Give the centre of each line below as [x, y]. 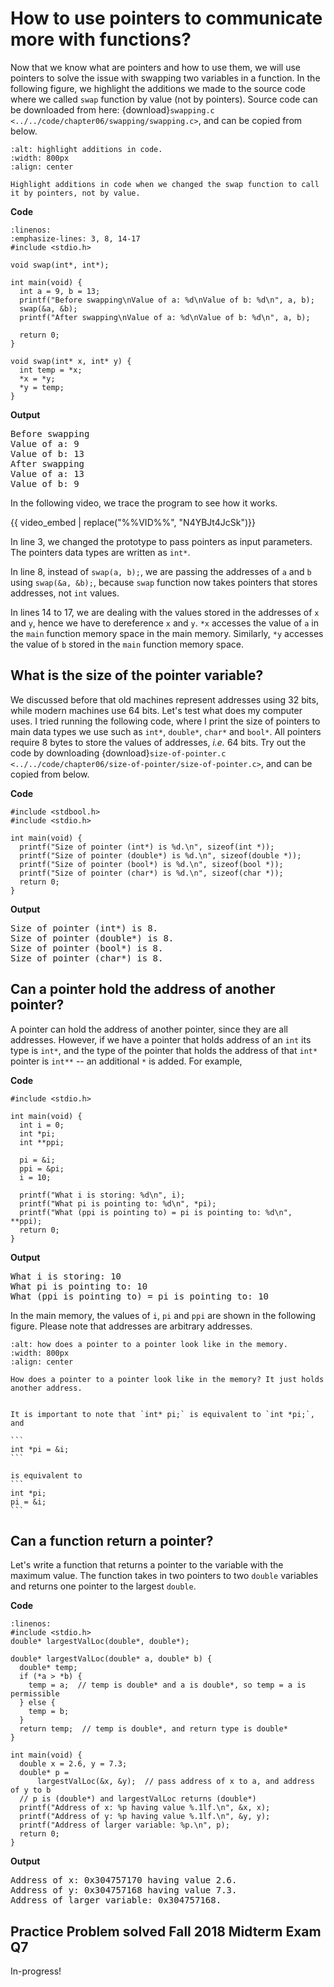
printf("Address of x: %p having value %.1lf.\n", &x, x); [145, 1808]
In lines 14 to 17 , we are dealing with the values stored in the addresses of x [165, 612]
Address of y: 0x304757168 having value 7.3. [124, 1890]
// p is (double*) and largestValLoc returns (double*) [138, 1799]
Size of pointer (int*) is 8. [84, 928]
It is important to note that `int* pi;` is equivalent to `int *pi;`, [162, 1414]
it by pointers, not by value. [75, 193]
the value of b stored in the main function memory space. [127, 644]
